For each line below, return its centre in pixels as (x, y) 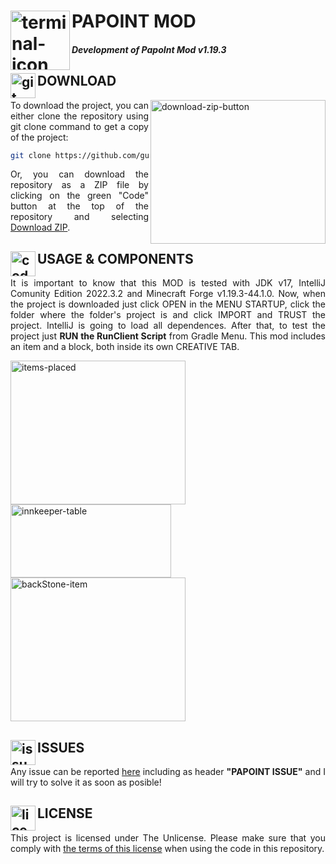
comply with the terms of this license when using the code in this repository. (167, 848)
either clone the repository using (79, 116)
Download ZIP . (40, 227)
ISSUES (61, 747)
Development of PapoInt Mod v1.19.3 (149, 49)
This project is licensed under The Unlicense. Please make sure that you (168, 837)
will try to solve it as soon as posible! (86, 782)
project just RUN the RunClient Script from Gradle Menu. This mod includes (168, 336)
